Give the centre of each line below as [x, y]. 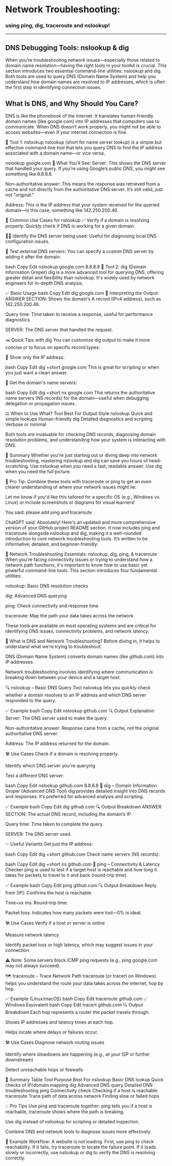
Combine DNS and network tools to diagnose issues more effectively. [79, 1132]
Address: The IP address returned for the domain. [58, 744]
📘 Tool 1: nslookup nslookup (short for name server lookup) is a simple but [84, 142]
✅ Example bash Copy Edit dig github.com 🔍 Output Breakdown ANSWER [83, 807]
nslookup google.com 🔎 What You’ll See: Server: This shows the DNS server [86, 163]
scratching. [17, 466]
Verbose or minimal [26, 424]
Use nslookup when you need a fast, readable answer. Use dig [96, 466]
